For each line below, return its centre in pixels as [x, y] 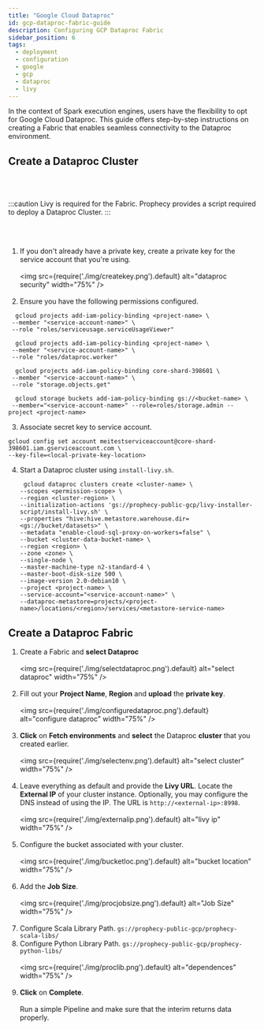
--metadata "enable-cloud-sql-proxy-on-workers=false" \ [115, 533]
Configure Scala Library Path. [67, 928]
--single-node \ [46, 561]
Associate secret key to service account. [86, 427]
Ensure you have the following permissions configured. [109, 301]
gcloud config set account [52, 442]
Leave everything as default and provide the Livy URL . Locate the [126, 786]
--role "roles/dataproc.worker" [65, 357]
